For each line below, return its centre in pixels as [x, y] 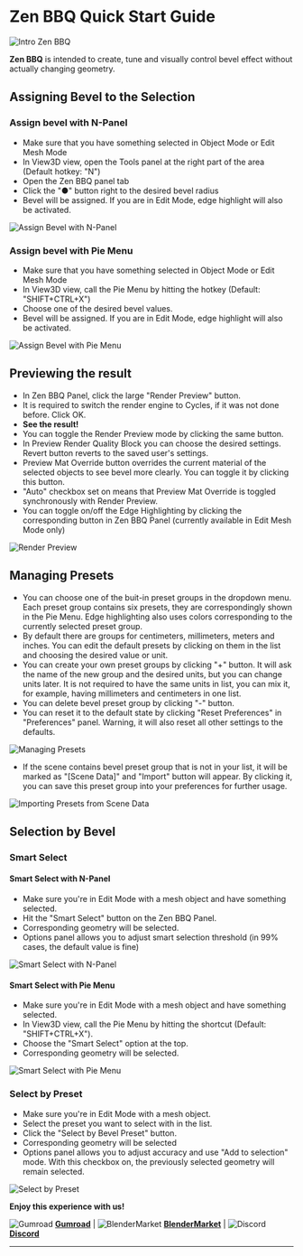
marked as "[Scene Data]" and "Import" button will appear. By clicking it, [157, 776]
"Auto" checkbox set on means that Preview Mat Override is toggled [149, 491]
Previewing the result [71, 373]
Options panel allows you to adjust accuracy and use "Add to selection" [155, 1152]
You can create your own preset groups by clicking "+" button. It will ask [157, 665]
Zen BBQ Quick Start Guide [113, 17]
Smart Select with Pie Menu [62, 985]
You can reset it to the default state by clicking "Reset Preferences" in [152, 712]
